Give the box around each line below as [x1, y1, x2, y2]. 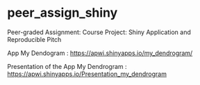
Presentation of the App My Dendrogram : [7, 62, 127, 70]
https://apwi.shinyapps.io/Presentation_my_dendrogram [7, 70, 167, 78]
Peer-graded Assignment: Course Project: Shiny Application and [7, 28, 191, 36]
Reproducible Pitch [7, 35, 62, 43]
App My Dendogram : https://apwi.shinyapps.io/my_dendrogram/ [7, 49, 193, 57]
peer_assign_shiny [7, 5, 118, 21]
